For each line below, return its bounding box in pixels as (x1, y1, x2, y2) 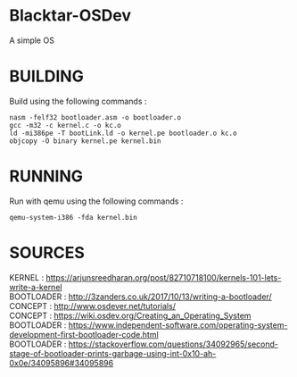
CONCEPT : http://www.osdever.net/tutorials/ (9, 300, 177, 311)
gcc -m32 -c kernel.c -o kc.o (9, 121, 122, 130)
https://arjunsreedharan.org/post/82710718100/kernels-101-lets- (45, 272, 282, 282)
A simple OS (9, 35, 55, 46)
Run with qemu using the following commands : (9, 196, 184, 206)
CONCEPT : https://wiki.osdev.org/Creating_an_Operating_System (9, 310, 252, 321)
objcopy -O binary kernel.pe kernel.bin (9, 136, 162, 146)
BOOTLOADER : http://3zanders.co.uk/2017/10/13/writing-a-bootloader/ (9, 291, 272, 302)
